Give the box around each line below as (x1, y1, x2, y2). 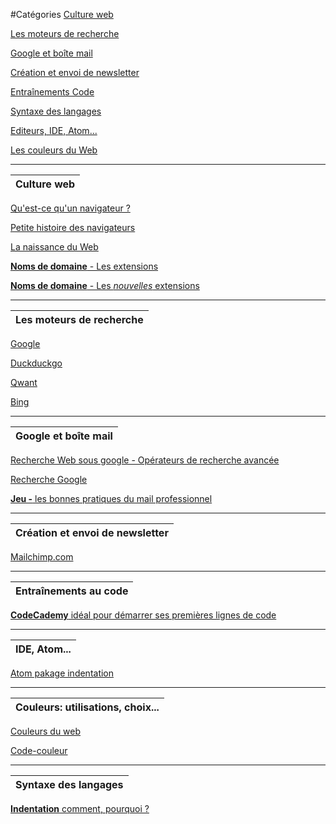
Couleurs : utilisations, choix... (15, 700, 160, 714)
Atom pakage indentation (10, 667, 115, 679)
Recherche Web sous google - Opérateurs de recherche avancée (10, 454, 280, 466)
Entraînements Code (10, 86, 95, 98)
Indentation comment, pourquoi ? (10, 803, 150, 814)
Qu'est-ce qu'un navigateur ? (10, 202, 131, 214)
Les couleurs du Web (10, 144, 98, 156)
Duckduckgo (10, 357, 63, 369)
